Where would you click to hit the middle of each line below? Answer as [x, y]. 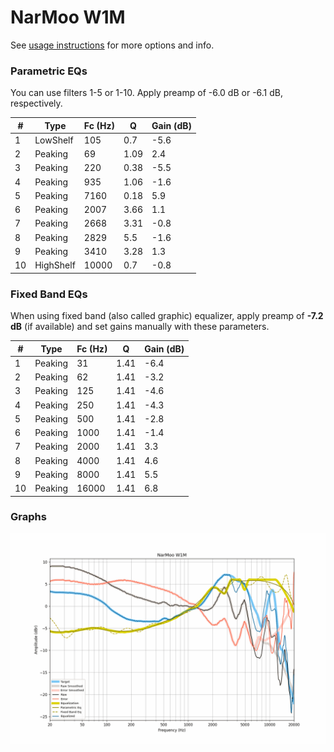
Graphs [28, 517]
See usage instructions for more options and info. [112, 45]
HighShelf [55, 265]
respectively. [36, 103]
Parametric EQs [49, 71]
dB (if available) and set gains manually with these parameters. [140, 327]
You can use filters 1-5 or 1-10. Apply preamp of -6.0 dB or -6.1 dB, [147, 93]
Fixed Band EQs [49, 294]
